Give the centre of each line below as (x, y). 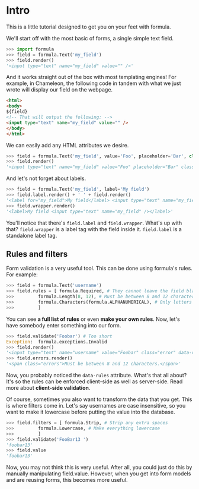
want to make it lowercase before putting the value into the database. (91, 412)
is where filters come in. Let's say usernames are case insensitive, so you (96, 406)
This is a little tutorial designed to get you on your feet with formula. (89, 27)
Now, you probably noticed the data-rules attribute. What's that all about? (97, 375)
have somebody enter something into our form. (64, 325)
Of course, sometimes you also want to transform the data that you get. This (99, 399)
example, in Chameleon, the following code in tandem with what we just (94, 83)
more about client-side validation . (48, 388)
